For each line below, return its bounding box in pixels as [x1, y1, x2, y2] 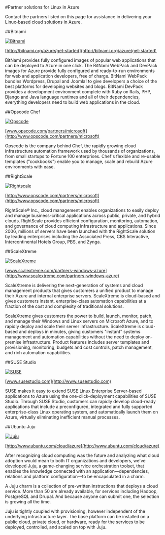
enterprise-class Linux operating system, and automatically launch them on [5, 409, 159, 414]
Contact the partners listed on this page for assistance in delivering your [5, 14, 152, 19]
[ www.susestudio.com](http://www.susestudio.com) [5, 378, 112, 384]
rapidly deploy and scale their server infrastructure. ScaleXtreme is [5, 324, 141, 329]
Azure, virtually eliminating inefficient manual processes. [5, 414, 120, 420]
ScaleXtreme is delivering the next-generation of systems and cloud [5, 283, 143, 288]
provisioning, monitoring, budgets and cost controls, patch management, [5, 344, 153, 350]
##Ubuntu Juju [5, 424, 36, 429]
